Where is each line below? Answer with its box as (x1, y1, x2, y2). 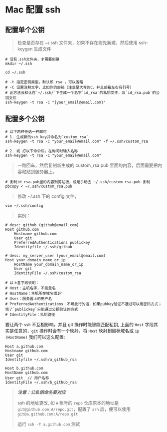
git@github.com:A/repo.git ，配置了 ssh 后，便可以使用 (17, 406, 131, 412)
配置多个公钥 (5, 115, 45, 123)
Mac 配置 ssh (5, 4, 61, 15)
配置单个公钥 (5, 25, 45, 34)
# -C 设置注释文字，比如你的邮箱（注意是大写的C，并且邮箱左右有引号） (5, 85, 134, 90)
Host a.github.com (5, 344, 43, 349)
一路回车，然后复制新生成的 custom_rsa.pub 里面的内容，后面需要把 (17, 162, 158, 168)
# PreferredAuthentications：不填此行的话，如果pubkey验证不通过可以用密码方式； (5, 301, 162, 307)
